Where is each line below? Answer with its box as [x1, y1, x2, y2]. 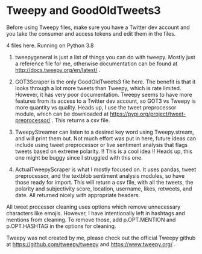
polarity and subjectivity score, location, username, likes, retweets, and [14, 185, 192, 192]
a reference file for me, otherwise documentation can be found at [14, 60, 178, 67]
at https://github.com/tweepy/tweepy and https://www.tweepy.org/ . [6, 240, 176, 248]
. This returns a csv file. [51, 116, 110, 124]
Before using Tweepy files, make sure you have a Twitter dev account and [6, 24, 190, 31]
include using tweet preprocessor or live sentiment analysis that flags [14, 141, 188, 148]
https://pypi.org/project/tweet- [109, 110, 186, 117]
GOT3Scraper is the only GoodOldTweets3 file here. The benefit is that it [14, 78, 196, 85]
